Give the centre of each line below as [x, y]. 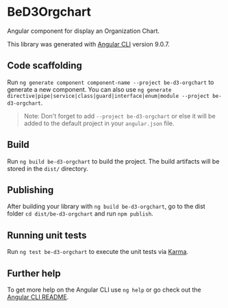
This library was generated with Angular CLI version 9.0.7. [88, 44]
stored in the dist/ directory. [48, 168]
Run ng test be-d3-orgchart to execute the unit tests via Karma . [98, 252]
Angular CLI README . [38, 297]
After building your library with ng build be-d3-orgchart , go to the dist [106, 207]
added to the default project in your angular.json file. [99, 123]
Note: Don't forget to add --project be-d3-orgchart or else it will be [119, 116]
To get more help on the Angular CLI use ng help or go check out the [104, 290]
